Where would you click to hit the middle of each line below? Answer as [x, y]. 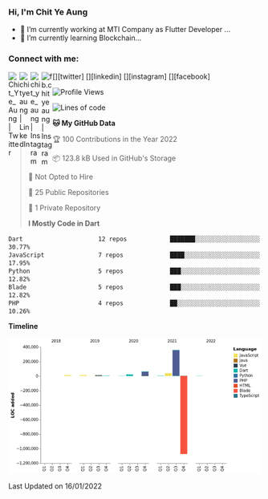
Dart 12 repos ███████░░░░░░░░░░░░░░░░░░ [134, 239]
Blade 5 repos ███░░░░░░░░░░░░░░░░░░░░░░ [134, 287]
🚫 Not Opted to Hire [61, 176]
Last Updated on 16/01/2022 [55, 486]
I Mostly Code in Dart [64, 223]
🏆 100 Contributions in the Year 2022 [115, 139]
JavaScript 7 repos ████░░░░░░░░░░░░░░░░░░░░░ [134, 255]
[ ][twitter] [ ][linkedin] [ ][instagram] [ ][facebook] [132, 76]
